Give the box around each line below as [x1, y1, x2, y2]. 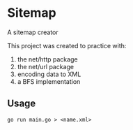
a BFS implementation [17, 77, 81, 85]
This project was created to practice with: [7, 41, 127, 50]
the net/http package [17, 55, 78, 64]
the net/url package [17, 62, 75, 71]
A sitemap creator [7, 28, 58, 36]
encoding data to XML [17, 70, 81, 78]
